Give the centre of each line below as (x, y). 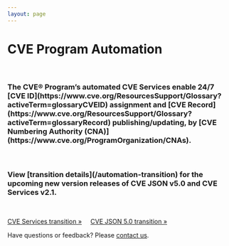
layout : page (27, 14)
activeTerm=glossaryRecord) (59, 123)
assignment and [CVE (148, 105)
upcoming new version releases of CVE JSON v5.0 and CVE (113, 183)
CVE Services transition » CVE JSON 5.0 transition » (87, 222)
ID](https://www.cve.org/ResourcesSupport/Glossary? (124, 96)
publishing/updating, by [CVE (165, 123)
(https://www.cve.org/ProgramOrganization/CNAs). (100, 141)
